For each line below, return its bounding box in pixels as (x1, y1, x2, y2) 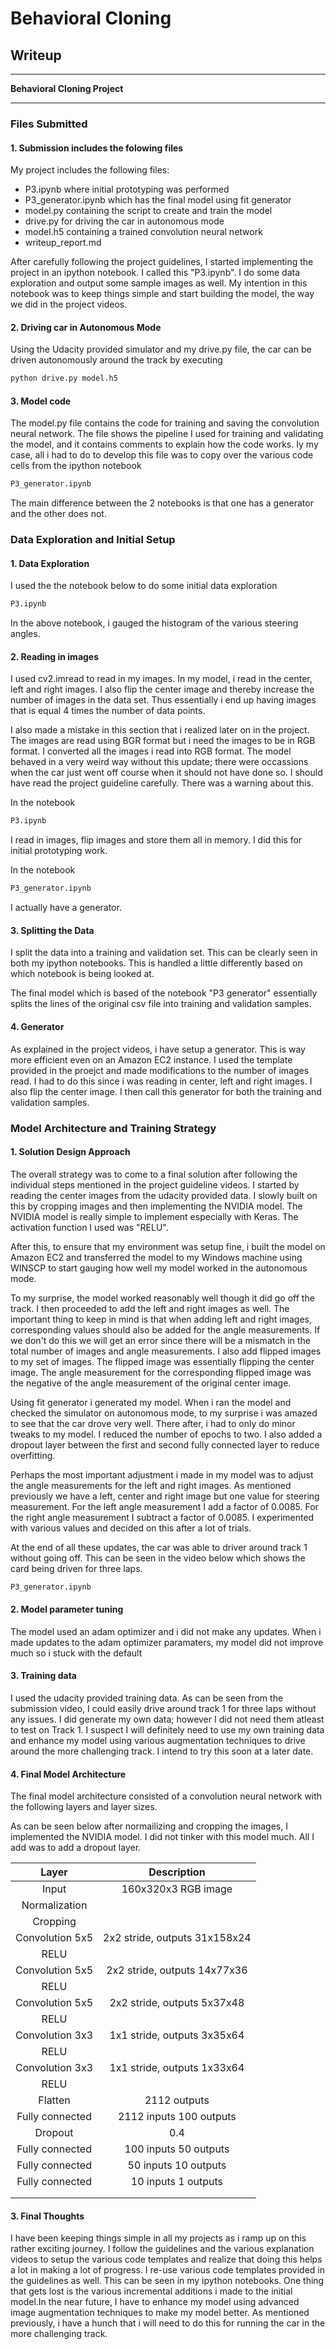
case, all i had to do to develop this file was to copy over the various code (10, 449, 314, 461)
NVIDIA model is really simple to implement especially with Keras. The (10, 1210, 299, 1222)
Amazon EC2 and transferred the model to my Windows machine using (10, 1251, 303, 1263)
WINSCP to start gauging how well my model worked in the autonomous (10, 1262, 308, 1274)
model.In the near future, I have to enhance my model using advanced (10, 2296, 300, 2308)
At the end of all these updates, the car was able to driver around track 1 (10, 1541, 308, 1553)
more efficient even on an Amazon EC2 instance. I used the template (10, 1053, 293, 1066)
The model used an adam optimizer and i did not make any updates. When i (10, 1625, 322, 1637)
